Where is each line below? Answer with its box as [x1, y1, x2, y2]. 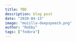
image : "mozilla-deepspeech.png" [5, 20, 72, 26]
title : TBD [5, 7, 27, 12]
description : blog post [5, 12, 53, 16]
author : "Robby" [5, 25, 38, 30]
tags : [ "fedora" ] [5, 29, 40, 34]
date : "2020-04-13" [5, 16, 44, 21]
